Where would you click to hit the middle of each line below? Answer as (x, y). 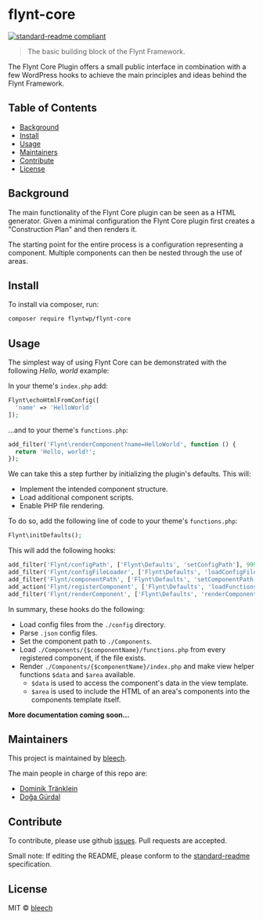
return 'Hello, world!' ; (56, 452)
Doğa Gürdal (40, 797)
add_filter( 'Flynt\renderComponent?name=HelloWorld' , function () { (122, 444)
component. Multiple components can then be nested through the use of (125, 252)
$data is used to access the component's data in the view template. (140, 683)
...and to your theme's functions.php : (68, 430)
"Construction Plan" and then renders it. (73, 229)
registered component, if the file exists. (83, 658)
